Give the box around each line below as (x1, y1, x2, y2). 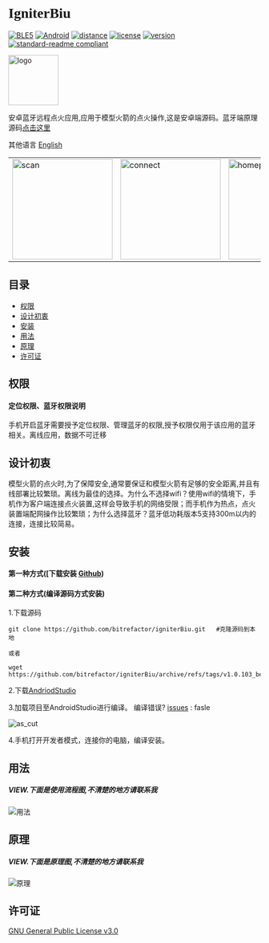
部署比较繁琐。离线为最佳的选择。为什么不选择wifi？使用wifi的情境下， (14, 489, 250, 499)
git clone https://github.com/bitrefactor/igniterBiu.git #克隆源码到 (8, 626, 250, 634)
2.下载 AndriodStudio (8, 686, 77, 696)
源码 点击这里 (8, 122, 50, 133)
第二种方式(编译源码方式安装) (8, 588, 106, 598)
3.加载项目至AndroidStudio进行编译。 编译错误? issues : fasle (8, 703, 211, 712)
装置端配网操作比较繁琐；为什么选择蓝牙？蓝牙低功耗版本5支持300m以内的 (8, 509, 256, 519)
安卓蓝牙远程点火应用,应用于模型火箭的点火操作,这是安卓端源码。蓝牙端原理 (8, 112, 259, 122)
